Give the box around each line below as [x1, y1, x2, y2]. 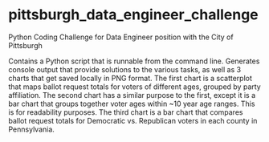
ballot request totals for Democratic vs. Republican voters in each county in [8, 116, 258, 125]
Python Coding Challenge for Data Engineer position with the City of [8, 32, 234, 42]
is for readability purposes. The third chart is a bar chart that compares [8, 107, 243, 117]
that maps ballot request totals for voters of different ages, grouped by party [8, 82, 261, 91]
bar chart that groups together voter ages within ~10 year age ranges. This [8, 99, 255, 108]
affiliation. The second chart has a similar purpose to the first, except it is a [8, 90, 255, 99]
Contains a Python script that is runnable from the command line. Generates [8, 56, 260, 66]
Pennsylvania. [8, 124, 55, 134]
